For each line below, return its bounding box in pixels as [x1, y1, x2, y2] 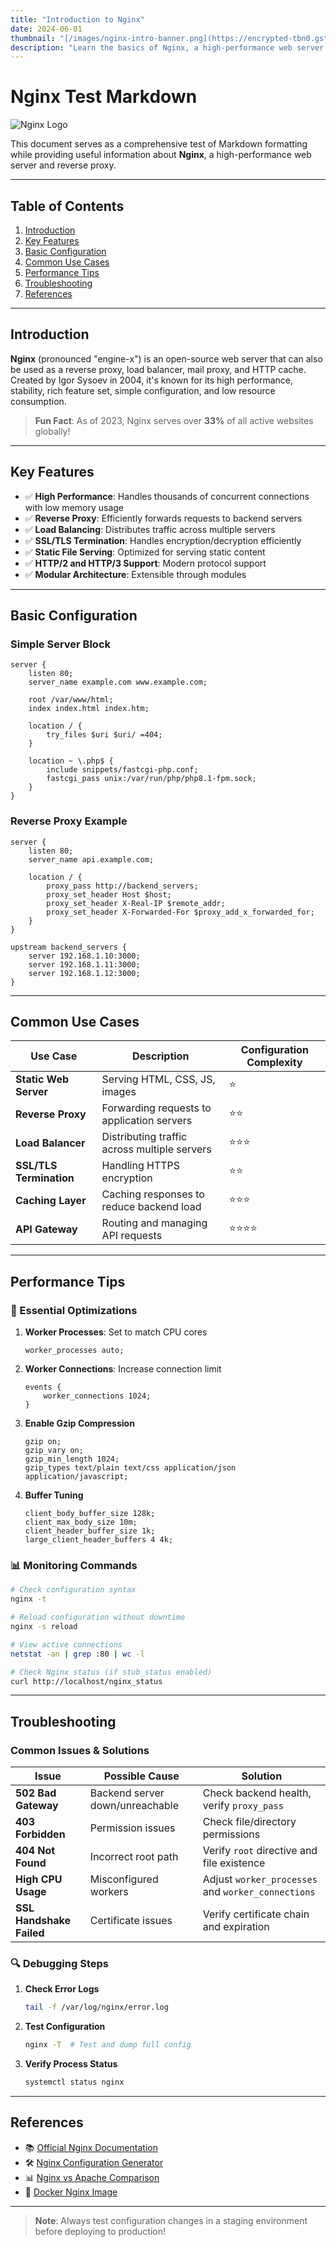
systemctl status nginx [24, 2077, 125, 2088]
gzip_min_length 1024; [24, 1454, 120, 1465]
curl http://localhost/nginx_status [10, 1676, 163, 1686]
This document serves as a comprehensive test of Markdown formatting [10, 138, 308, 150]
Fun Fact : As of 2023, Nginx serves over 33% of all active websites [34, 414, 314, 426]
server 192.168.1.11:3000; [28, 959, 141, 970]
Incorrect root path [89, 1850, 179, 1864]
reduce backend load [101, 1200, 202, 1214]
